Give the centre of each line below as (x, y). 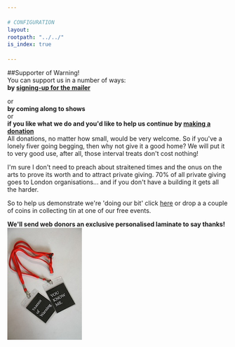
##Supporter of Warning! (43, 73)
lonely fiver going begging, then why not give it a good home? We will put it (116, 146)
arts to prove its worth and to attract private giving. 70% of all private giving (117, 175)
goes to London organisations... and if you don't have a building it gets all (113, 182)
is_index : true (29, 45)
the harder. (23, 189)
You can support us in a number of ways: (67, 80)
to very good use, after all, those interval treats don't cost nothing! (103, 153)
